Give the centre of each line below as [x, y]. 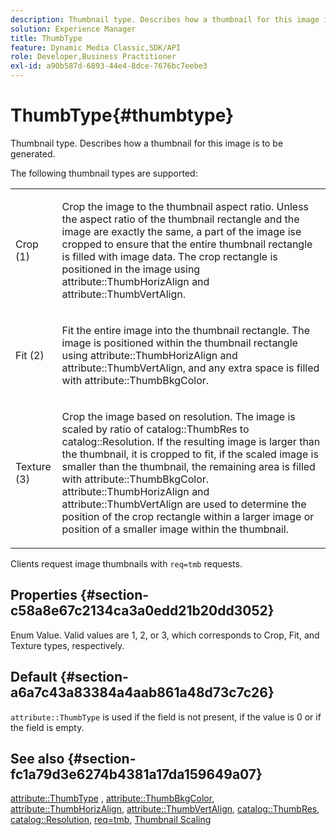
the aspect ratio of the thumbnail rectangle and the [180, 219]
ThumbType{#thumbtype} [122, 115]
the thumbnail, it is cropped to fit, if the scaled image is [190, 454]
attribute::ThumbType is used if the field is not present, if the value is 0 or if [166, 717]
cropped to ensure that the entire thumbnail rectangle [187, 244]
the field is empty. [47, 727]
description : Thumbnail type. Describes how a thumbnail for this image [165, 19]
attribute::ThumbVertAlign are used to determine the [184, 504]
